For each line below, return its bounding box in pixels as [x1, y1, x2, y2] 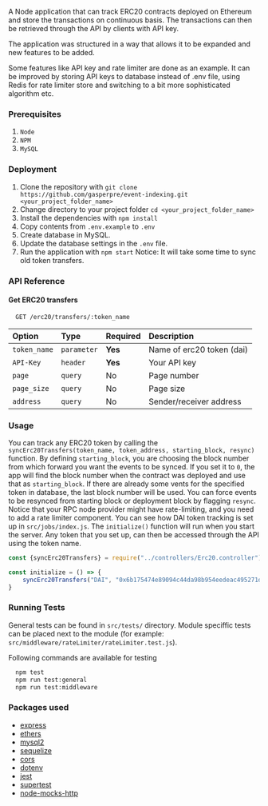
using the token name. [8, 539, 81, 549]
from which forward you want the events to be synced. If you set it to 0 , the [8, 462, 255, 472]
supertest [19, 780, 52, 789]
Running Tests [8, 602, 65, 613]
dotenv [19, 763, 44, 772]
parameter [61, 345, 98, 354]
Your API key [148, 357, 197, 368]
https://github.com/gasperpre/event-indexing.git [19, 190, 189, 198]
